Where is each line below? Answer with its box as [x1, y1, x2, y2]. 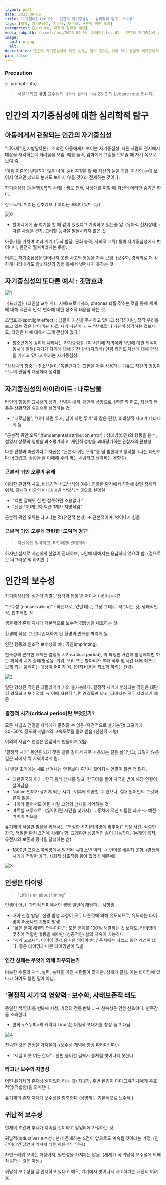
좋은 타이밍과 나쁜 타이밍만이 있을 [19, 943, 84, 949]
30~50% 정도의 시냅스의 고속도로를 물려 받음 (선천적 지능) [5, 728, 119, 734]
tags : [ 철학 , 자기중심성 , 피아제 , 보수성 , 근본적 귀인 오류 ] [5, 21, 113, 26]
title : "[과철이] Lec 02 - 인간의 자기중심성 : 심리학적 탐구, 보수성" [5, 16, 135, 21]
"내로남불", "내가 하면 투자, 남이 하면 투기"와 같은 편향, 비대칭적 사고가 [12, 415, 148, 421]
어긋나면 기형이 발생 [21, 918, 60, 924]
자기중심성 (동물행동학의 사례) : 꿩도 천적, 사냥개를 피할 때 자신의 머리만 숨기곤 [5, 185, 156, 191]
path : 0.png [9, 40, 35, 44]
